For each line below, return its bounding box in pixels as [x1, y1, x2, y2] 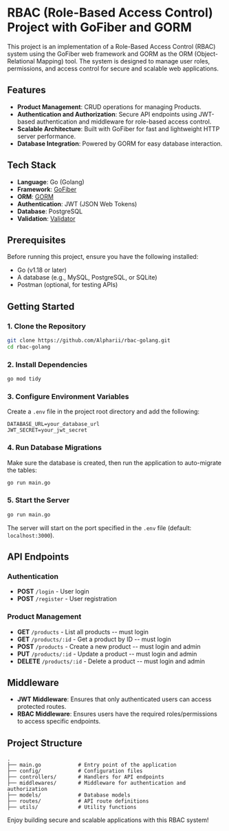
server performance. [17, 132, 76, 140]
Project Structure [7, 737, 83, 749]
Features [7, 84, 46, 96]
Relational [7, 57, 36, 65]
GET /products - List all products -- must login [17, 627, 149, 636]
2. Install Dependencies [7, 360, 88, 369]
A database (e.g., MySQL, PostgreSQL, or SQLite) [17, 273, 157, 282]
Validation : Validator [17, 214, 76, 222]
